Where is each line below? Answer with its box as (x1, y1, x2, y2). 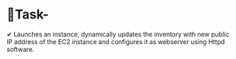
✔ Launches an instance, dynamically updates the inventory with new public (6, 30, 230, 38)
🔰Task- (6, 6, 49, 23)
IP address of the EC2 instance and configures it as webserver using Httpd (6, 37, 225, 45)
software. (6, 45, 35, 53)
